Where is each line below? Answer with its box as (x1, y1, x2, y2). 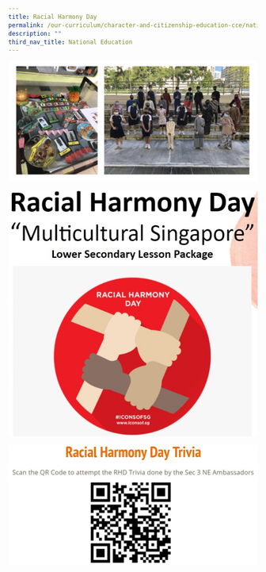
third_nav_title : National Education (8, 38, 133, 46)
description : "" (8, 29, 62, 37)
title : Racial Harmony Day (8, 13, 97, 21)
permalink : (8, 21, 44, 29)
